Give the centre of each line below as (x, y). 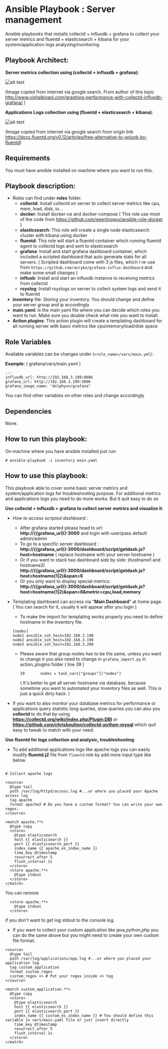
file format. (24, 941)
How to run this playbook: (46, 439)
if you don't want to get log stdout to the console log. (60, 920)
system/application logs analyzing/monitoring (52, 44)
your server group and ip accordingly (51, 305)
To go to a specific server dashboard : (59, 544)
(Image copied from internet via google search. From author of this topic (80, 92)
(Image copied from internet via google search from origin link (69, 132)
